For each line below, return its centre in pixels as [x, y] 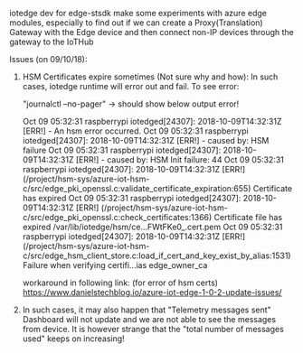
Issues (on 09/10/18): [48, 59]
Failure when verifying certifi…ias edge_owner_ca [115, 265]
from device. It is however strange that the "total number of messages [153, 329]
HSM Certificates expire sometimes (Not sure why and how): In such [150, 77]
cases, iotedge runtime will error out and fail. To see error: [131, 86]
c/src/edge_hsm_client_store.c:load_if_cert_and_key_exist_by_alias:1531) [156, 255]
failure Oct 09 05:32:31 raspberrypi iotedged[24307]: [122, 150]
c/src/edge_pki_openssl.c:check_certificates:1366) [117, 217]
